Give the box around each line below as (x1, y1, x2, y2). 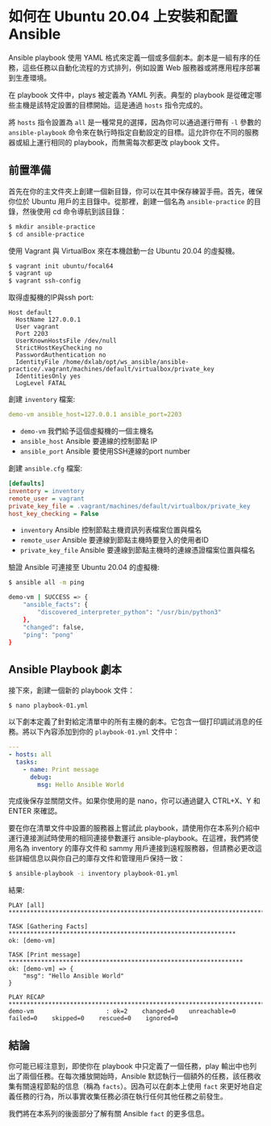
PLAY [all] (8, 902, 45, 910)
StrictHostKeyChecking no (15, 344, 103, 352)
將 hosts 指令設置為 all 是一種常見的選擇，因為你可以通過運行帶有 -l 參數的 (8, 117, 262, 127)
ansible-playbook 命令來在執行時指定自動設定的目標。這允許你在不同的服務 (8, 127, 260, 137)
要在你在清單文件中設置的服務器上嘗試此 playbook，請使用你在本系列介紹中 (8, 823, 261, 833)
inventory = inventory (8, 487, 85, 495)
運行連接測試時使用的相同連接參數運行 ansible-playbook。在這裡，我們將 (8, 833, 252, 843)
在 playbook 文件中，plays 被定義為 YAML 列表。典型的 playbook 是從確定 (8, 90, 256, 99)
